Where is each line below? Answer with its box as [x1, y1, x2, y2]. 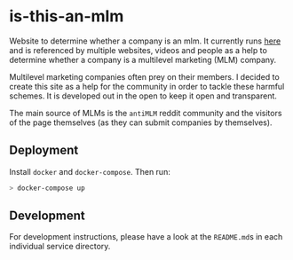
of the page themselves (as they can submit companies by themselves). [9, 117, 273, 128]
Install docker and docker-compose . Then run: [9, 166, 170, 177]
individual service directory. [9, 241, 111, 252]
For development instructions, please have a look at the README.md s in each [9, 232, 283, 242]
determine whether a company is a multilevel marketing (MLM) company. [9, 54, 277, 65]
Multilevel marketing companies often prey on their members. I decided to [9, 71, 280, 82]
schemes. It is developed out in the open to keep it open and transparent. [9, 91, 278, 101]
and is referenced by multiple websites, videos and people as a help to [9, 44, 268, 55]
